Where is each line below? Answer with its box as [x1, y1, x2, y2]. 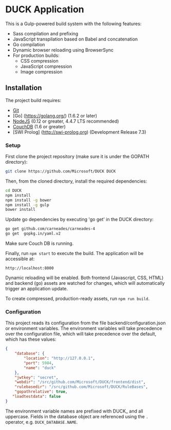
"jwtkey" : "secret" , [14, 375, 59, 380]
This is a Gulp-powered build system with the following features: [5, 21, 142, 27]
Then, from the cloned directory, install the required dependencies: [5, 178, 147, 184]
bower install [5, 207, 36, 212]
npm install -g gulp [5, 202, 50, 207]
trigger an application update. [5, 286, 68, 292]
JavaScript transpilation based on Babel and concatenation [12, 36, 138, 42]
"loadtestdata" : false [12, 394, 61, 399]
